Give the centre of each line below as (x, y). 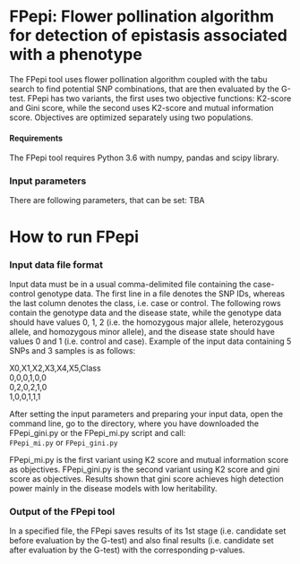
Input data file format (56, 264)
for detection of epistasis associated (149, 35)
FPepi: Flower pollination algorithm (142, 17)
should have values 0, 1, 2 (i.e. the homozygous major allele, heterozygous (146, 322)
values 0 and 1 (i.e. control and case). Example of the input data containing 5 (150, 341)
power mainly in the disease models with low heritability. (113, 488)
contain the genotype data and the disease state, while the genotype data (146, 312)
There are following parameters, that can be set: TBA (107, 201)
